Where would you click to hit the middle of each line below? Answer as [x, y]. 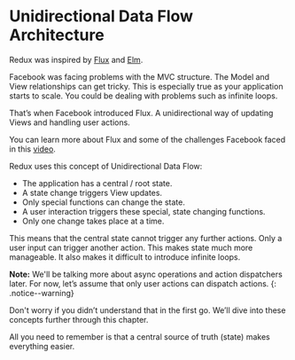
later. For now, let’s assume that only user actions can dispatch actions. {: [143, 283]
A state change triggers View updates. [92, 192]
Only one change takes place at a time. [93, 221]
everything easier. [42, 346]
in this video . [32, 149]
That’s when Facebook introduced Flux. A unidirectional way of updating [141, 113]
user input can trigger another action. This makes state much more [131, 247]
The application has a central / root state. [97, 183]
